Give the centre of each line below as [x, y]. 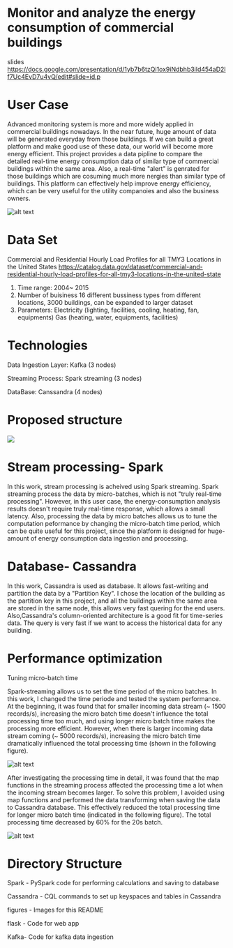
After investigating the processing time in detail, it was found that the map [113, 777]
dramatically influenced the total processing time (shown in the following [112, 743]
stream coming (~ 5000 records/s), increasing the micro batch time [104, 736]
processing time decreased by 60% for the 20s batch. [85, 822]
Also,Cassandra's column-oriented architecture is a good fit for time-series [115, 615]
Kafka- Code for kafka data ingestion [60, 937]
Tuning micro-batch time [43, 677]
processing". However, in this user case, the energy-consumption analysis [114, 501]
